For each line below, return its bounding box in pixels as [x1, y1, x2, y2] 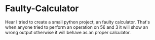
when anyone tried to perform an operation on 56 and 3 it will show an [5, 24, 148, 30]
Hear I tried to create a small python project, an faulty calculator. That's [5, 19, 150, 25]
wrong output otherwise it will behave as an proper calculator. [5, 29, 131, 35]
